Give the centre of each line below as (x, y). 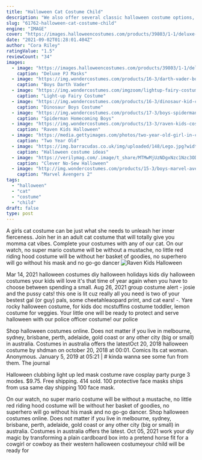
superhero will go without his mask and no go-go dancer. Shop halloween (98, 412)
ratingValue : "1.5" (31, 51)
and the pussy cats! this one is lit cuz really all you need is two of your (93, 294)
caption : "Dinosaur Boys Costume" (60, 107)
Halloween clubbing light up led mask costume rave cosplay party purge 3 (98, 375)
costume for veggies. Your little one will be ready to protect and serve (93, 313)
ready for (18, 450)
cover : (14, 34)
